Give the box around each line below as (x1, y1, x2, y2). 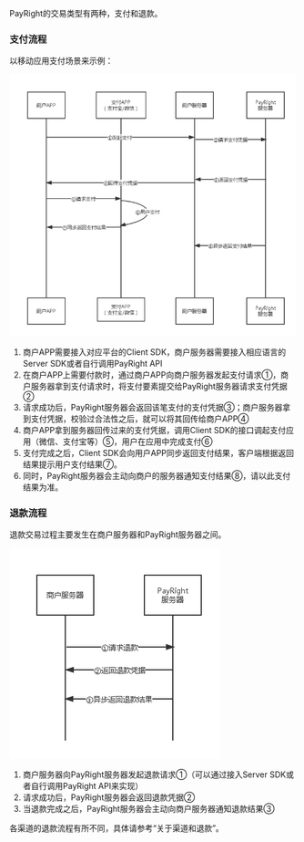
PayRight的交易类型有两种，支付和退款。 (9, 8, 163, 18)
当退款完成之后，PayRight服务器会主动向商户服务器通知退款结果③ (22, 804, 275, 815)
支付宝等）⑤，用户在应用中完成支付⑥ (62, 436, 213, 447)
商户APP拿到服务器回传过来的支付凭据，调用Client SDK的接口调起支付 (22, 425, 287, 436)
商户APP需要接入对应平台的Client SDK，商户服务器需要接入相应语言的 (22, 347, 287, 358)
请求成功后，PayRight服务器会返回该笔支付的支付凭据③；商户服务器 (22, 402, 283, 413)
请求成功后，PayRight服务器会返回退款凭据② (22, 792, 196, 803)
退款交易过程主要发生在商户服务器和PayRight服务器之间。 (9, 529, 227, 540)
